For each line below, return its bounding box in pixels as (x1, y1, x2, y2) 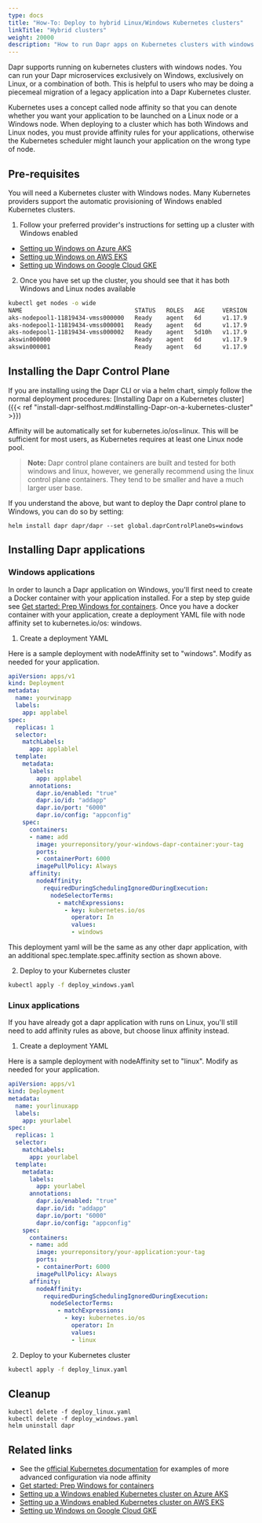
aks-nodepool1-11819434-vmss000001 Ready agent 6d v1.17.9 (8, 321, 247, 329)
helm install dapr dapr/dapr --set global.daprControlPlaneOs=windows (8, 522, 244, 529)
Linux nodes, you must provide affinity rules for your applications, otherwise (8, 127, 255, 138)
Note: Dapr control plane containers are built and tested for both (27, 458, 236, 467)
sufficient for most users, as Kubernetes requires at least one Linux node (8, 434, 244, 444)
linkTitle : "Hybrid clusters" (8, 26, 107, 34)
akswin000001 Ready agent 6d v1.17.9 (8, 343, 247, 351)
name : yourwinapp (15, 694, 72, 702)
